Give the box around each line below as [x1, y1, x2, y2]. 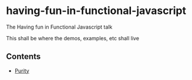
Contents [6, 51, 41, 62]
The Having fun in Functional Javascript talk [6, 23, 113, 30]
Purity [14, 67, 29, 74]
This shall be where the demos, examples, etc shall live [6, 34, 140, 41]
